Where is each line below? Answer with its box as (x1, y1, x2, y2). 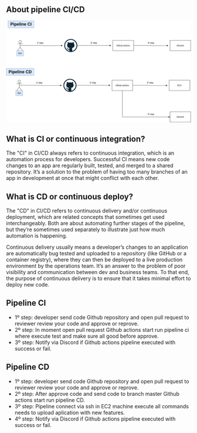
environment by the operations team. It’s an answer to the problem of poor (6, 262, 186, 269)
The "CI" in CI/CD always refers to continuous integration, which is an (6, 149, 175, 156)
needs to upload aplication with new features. (14, 409, 125, 416)
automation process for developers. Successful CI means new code (6, 156, 170, 163)
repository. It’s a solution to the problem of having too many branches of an (6, 168, 188, 175)
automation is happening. (6, 232, 67, 239)
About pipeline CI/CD (6, 5, 85, 15)
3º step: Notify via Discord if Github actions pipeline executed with (14, 338, 176, 346)
